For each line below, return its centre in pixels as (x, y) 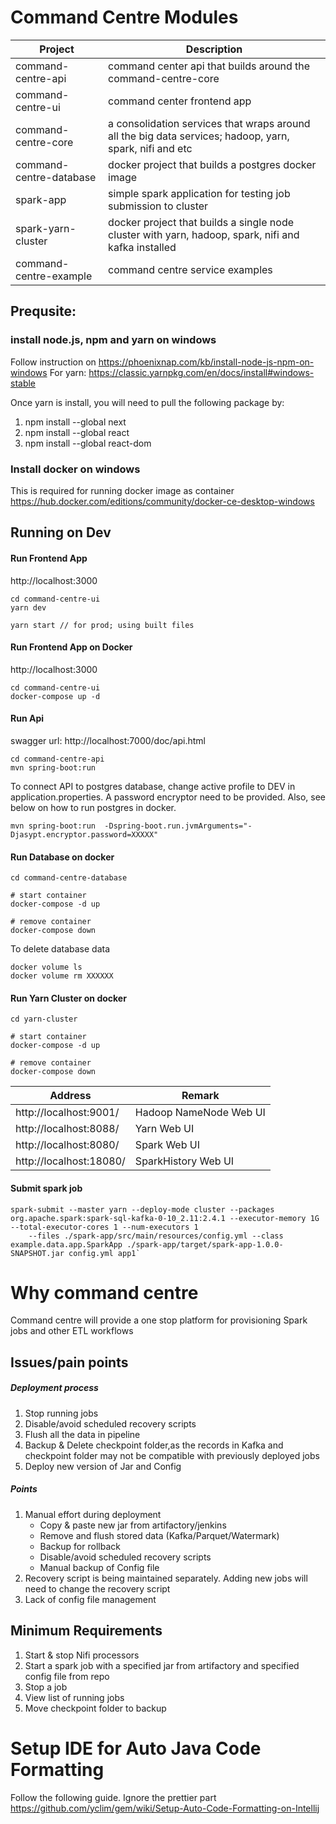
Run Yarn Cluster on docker (68, 998)
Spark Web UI (167, 1145)
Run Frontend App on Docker (71, 647)
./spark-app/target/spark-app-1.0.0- (205, 1244)
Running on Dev (61, 532)
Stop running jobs (61, 1413)
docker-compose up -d (55, 696)
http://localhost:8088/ (67, 1129)
